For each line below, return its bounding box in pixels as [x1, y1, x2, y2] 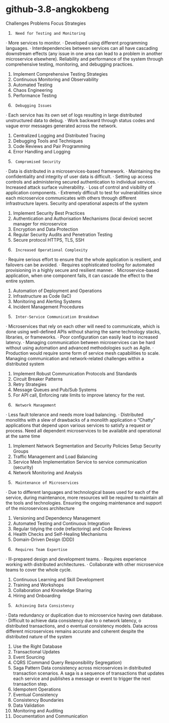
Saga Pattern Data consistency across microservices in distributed [13, 664, 151, 671]
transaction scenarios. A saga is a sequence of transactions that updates [13, 670, 164, 676]
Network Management [15, 403, 56, 408]
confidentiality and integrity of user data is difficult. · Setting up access [6, 173, 153, 180]
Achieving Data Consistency [15, 603, 74, 608]
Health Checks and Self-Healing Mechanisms [13, 531, 108, 537]
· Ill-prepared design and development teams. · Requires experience [6, 556, 147, 562]
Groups [13, 448, 29, 454]
